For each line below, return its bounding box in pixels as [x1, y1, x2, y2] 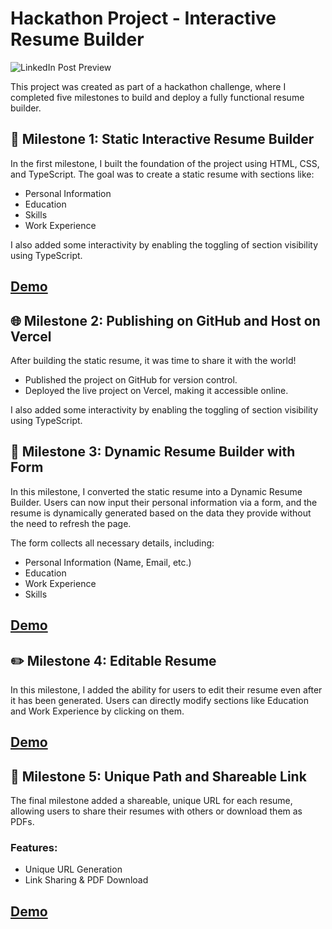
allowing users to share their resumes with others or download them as [10, 805, 303, 817]
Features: [10, 841, 58, 855]
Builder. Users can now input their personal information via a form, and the [10, 496, 318, 508]
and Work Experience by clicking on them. [10, 705, 185, 717]
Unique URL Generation [24, 863, 123, 876]
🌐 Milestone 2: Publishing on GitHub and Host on [10, 312, 321, 329]
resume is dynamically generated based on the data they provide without [10, 507, 312, 519]
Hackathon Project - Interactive [10, 7, 277, 30]
